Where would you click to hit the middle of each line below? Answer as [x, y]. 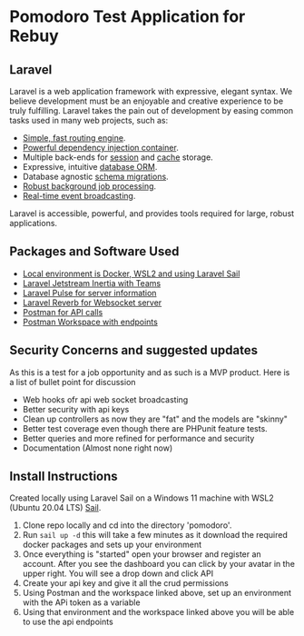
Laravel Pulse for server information [89, 293]
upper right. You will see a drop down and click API [118, 573]
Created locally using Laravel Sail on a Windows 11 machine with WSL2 [142, 498]
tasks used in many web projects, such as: [89, 120]
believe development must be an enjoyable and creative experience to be [147, 101]
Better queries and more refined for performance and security [138, 438]
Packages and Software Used [94, 252]
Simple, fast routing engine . [74, 138]
